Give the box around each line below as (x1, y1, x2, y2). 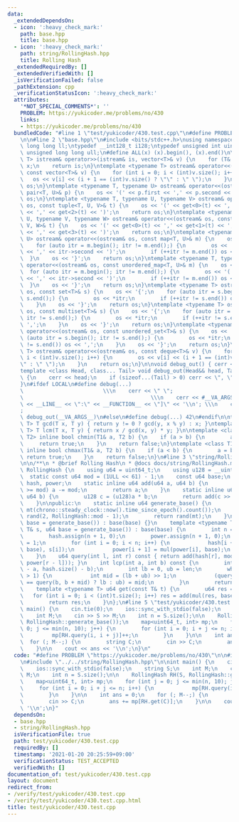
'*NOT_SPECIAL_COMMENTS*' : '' (20, 103, 110, 110)
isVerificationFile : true (14, 731, 91, 738)
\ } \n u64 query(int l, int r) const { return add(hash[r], (20, 553, 221, 560)
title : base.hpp (20, 37, 69, 44)
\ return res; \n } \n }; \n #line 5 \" (20, 599, 158, 606)
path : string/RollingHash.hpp (20, 50, 110, 58)
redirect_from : (7, 784, 53, 791)
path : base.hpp (20, 30, 65, 38)
